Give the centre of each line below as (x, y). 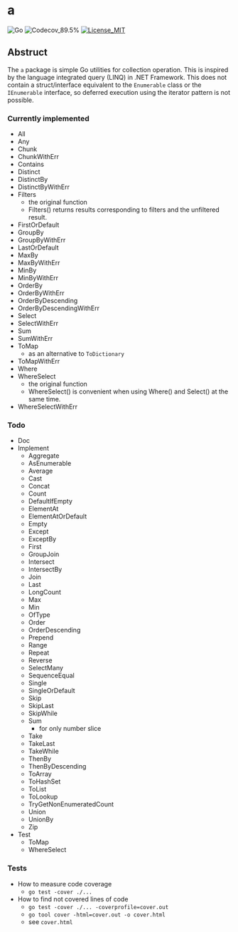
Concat (39, 486)
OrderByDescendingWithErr (58, 308)
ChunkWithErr (38, 157)
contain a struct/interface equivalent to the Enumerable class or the (104, 85)
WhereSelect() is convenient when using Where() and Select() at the (128, 391)
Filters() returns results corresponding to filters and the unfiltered (124, 210)
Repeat (39, 653)
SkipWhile (43, 713)
